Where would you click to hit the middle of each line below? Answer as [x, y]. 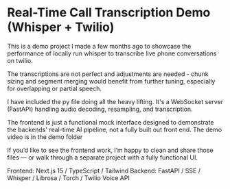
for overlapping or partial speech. [54, 88]
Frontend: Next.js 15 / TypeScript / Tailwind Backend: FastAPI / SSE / [104, 171]
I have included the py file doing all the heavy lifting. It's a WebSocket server [115, 101]
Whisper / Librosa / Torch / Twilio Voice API [69, 178]
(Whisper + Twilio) [61, 27]
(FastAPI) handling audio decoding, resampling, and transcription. [100, 109]
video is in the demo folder [45, 137]
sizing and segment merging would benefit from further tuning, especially [111, 81]
